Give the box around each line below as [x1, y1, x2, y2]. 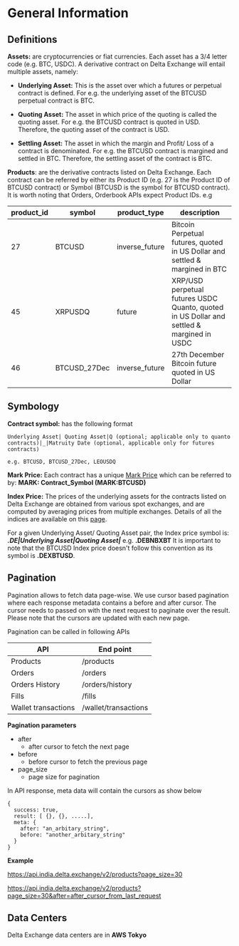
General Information [7, 5, 129, 21]
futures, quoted [171, 237, 223, 247]
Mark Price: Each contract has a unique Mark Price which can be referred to [7, 470, 232, 479]
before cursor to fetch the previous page [28, 757, 148, 766]
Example [7, 856, 34, 865]
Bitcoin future [171, 358, 217, 368]
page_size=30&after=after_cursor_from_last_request [7, 891, 161, 900]
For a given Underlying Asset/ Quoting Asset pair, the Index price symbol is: [7, 529, 230, 537]
